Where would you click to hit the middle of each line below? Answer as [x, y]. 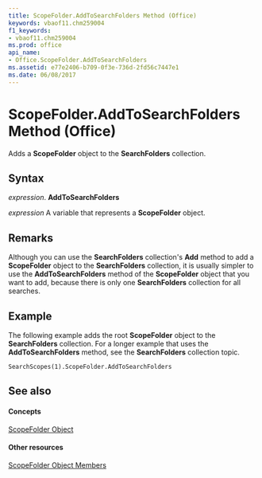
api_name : [25, 53]
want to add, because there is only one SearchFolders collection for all [124, 283]
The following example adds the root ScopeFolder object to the [112, 335]
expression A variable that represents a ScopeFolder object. [107, 213]
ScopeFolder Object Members [58, 465]
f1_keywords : [30, 30]
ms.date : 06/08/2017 [42, 75]
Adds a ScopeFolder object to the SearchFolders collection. [107, 153]
